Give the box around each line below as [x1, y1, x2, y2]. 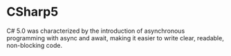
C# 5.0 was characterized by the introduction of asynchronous [6, 27, 185, 35]
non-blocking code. [6, 41, 63, 49]
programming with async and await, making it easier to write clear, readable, [6, 33, 224, 42]
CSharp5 [6, 4, 59, 20]
